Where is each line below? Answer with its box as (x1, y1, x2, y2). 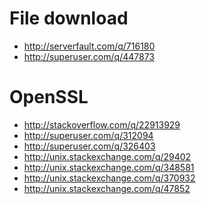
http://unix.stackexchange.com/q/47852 (23, 182, 191, 194)
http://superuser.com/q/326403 (23, 140, 156, 152)
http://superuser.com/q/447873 (23, 50, 155, 62)
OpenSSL (9, 86, 89, 109)
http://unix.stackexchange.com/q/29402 (23, 150, 192, 162)
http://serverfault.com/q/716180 (23, 40, 156, 52)
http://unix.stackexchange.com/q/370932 (23, 172, 196, 184)
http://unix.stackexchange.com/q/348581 (23, 161, 195, 173)
